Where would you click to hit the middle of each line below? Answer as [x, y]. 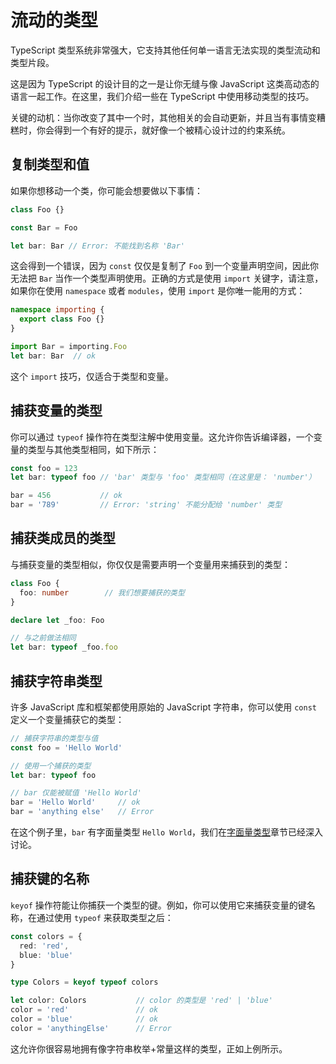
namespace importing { [57, 310]
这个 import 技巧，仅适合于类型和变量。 [92, 376]
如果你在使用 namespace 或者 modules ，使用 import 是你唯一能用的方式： [158, 291]
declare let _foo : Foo [57, 620]
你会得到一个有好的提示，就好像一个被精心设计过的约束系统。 [163, 130]
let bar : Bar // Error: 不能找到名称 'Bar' [97, 246]
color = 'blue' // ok [84, 1019]
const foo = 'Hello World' [66, 747]
